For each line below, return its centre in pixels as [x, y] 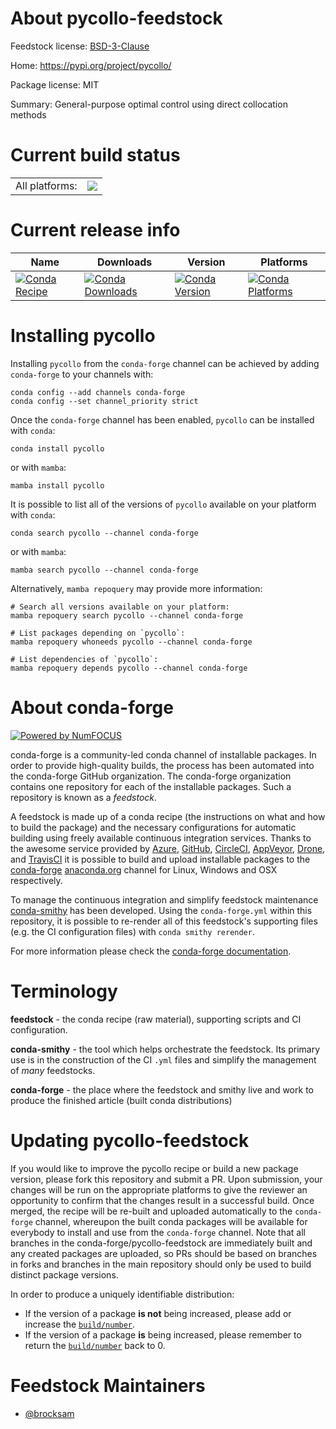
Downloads [124, 262]
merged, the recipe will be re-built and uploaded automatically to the [151, 1211]
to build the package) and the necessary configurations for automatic [153, 827]
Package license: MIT [55, 84]
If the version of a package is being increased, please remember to [163, 1334]
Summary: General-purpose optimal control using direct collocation [149, 104]
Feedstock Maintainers [108, 1385]
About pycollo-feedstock [116, 18]
